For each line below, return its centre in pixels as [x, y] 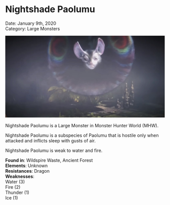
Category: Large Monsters [33, 28]
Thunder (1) [17, 192]
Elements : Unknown [27, 166]
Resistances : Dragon [27, 171]
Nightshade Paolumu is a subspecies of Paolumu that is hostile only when [82, 135]
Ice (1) [12, 198]
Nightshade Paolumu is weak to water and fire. [54, 150]
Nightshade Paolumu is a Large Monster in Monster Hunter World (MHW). [82, 126]
